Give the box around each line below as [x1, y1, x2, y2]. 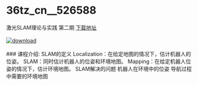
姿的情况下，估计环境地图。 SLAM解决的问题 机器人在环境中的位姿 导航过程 [6, 65, 192, 72]
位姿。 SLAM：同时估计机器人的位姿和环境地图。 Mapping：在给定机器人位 [6, 58, 191, 65]
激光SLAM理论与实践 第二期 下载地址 [6, 24, 97, 31]
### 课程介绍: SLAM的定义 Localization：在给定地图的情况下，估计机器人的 [6, 50, 191, 57]
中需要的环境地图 [6, 73, 48, 80]
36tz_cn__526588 [6, 4, 97, 17]
